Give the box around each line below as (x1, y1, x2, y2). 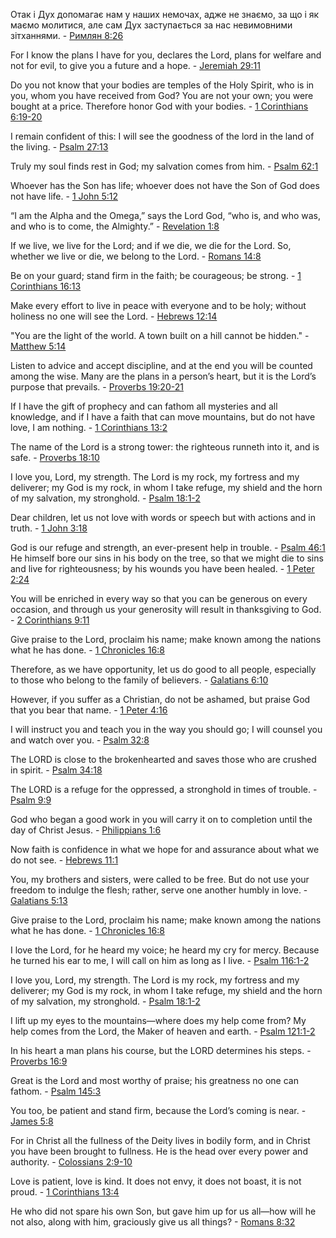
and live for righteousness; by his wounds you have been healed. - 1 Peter (10, 563, 315, 574)
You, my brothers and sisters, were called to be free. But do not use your (10, 874, 310, 885)
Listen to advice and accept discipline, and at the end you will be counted (10, 360, 313, 371)
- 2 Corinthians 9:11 (10, 614, 90, 626)
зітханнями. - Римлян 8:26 (10, 30, 124, 41)
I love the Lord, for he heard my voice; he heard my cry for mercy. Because (10, 944, 320, 956)
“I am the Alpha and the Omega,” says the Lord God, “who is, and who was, (10, 210, 321, 221)
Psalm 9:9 (10, 794, 52, 806)
